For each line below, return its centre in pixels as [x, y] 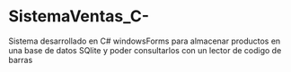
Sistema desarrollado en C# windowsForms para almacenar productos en [145, 41]
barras [21, 60]
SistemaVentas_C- [79, 16]
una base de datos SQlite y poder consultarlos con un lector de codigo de [145, 50]
